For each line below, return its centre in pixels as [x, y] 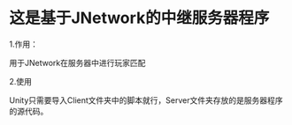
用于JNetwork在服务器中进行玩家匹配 [77, 62]
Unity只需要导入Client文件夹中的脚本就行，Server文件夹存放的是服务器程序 [146, 100]
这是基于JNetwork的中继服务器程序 [139, 18]
